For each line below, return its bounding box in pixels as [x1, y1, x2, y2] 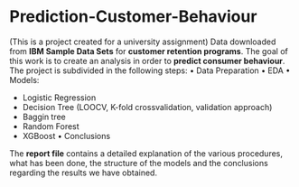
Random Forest [22, 120, 79, 132]
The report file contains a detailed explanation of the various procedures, [9, 147, 283, 159]
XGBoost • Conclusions [22, 130, 111, 141]
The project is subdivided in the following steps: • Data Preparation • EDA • [9, 65, 291, 76]
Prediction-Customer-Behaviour [9, 6, 257, 27]
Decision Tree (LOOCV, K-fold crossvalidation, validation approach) [22, 101, 273, 112]
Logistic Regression [22, 92, 97, 103]
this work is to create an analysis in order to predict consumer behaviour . [9, 55, 285, 66]
